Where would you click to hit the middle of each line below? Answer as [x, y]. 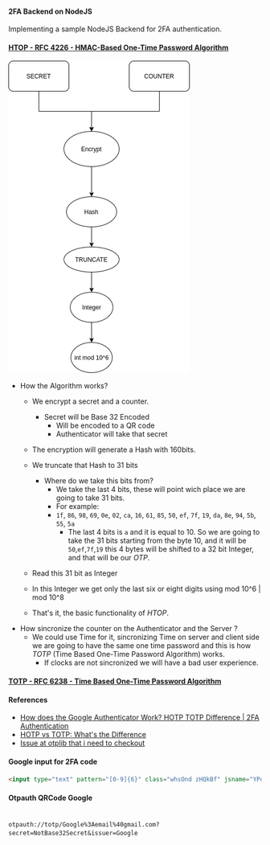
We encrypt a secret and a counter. [90, 401]
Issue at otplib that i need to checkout [82, 743]
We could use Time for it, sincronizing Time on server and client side [145, 637]
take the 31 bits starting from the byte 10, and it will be [157, 541]
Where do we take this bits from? [99, 481]
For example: [78, 507]
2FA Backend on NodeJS [50, 11]
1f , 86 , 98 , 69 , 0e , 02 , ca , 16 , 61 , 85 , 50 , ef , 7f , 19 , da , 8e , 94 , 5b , [156, 515]
